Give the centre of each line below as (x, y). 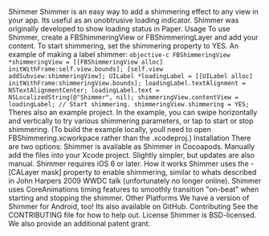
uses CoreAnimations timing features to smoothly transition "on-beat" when (134, 189)
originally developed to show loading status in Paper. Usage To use (119, 29)
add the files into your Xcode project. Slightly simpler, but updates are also (132, 155)
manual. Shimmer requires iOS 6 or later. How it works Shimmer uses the (128, 164)
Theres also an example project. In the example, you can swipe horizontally (133, 112)
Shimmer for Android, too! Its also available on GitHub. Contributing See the (133, 206)
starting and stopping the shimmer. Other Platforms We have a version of (129, 198)
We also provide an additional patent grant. (79, 224)
